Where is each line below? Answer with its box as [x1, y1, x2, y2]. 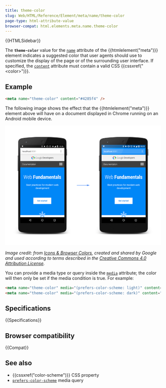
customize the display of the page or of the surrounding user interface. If [5, 58, 154, 64]
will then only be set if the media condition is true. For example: [5, 275, 134, 281]
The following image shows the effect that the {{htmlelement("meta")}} [5, 105, 150, 111]
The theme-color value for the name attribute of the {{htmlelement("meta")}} [5, 47, 158, 53]
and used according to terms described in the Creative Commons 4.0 [5, 255, 147, 261]
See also [5, 359, 32, 367]
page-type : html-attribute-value [5, 18, 74, 23]
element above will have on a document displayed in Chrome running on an [5, 110, 159, 116]
